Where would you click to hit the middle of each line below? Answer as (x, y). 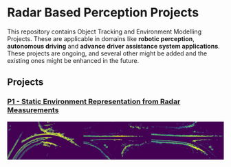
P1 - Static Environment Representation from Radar (94, 102)
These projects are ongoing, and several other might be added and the (107, 53)
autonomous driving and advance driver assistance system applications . (113, 46)
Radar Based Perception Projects (103, 13)
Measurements (33, 110)
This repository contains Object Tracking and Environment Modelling (104, 31)
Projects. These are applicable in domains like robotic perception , (101, 38)
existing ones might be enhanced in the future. (73, 60)
